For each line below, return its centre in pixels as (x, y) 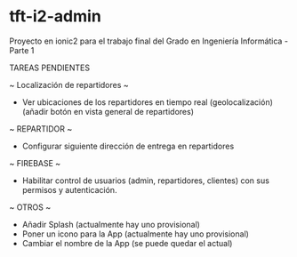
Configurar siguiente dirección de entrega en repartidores (128, 146)
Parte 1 (22, 50)
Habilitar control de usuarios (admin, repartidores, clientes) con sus (145, 181)
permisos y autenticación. (69, 189)
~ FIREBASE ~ (35, 163)
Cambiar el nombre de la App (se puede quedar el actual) (127, 243)
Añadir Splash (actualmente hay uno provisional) (111, 224)
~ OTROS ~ (30, 207)
